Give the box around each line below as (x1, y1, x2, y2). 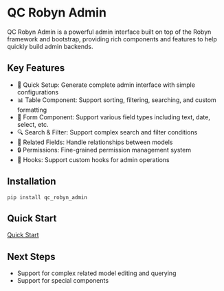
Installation (7, 176, 56, 188)
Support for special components (16, 277, 109, 285)
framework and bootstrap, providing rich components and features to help (7, 34, 218, 43)
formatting (16, 106, 47, 114)
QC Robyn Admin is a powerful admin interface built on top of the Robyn (7, 28, 212, 36)
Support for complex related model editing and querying (16, 269, 177, 277)
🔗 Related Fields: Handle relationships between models (16, 138, 173, 146)
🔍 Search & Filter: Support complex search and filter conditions (16, 128, 198, 136)
